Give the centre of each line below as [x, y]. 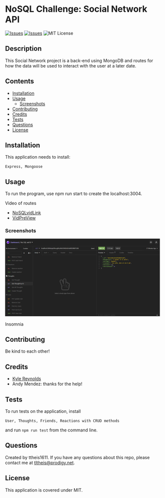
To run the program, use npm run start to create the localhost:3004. [74, 194]
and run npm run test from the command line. [51, 430]
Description [23, 49]
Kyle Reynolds [27, 379]
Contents [20, 82]
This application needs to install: [38, 157]
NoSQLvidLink [27, 213]
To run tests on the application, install [43, 411]
